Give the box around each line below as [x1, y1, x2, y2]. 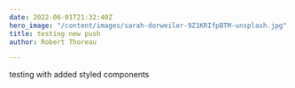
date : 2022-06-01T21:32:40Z [9, 12, 113, 22]
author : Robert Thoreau [9, 37, 97, 47]
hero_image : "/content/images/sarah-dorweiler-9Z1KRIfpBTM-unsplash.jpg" [9, 21, 288, 30]
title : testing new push [9, 29, 101, 38]
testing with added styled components [9, 70, 150, 80]
